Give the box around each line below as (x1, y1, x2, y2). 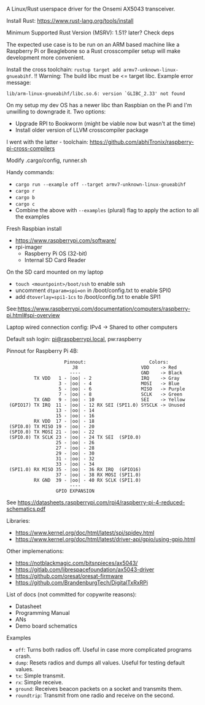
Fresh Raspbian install (6, 225, 62, 232)
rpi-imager (15, 244, 43, 250)
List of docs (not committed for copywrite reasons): (6, 591, 137, 598)
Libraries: (6, 517, 31, 524)
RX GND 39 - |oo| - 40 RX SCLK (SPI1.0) (33, 477, 141, 483)
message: (6, 79, 31, 86)
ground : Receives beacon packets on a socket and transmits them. (15, 685, 183, 692)
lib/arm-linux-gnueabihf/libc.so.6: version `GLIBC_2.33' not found (6, 91, 185, 97)
